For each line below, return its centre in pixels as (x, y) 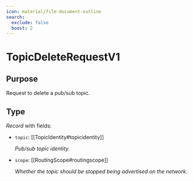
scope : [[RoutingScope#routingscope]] (61, 160)
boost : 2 (22, 28)
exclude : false (30, 22)
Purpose (22, 79)
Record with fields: (29, 126)
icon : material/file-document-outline (54, 11)
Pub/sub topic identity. (42, 149)
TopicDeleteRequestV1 (63, 57)
